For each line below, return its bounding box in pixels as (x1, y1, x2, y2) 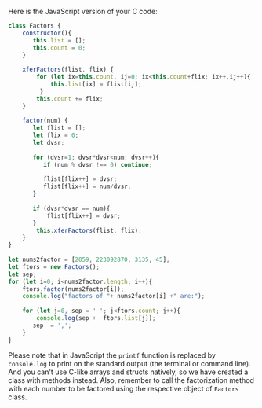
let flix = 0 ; (32, 131, 79, 140)
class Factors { (8, 22, 61, 30)
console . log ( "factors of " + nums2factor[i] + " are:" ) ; (22, 292, 206, 300)
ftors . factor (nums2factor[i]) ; (22, 285, 125, 293)
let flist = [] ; (32, 124, 86, 132)
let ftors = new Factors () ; (8, 263, 100, 270)
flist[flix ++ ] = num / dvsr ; (42, 182, 132, 191)
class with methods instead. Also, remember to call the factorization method (8, 375, 255, 384)
